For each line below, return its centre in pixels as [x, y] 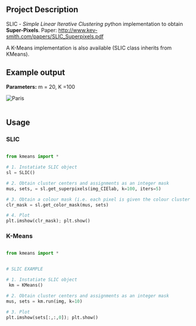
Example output [36, 73]
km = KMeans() [26, 285]
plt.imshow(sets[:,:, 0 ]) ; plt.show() [52, 317]
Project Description [42, 10]
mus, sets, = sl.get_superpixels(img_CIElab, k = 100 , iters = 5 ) [84, 189]
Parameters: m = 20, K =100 [40, 87]
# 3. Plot [18, 312]
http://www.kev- [78, 30]
